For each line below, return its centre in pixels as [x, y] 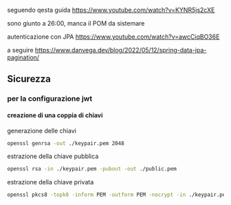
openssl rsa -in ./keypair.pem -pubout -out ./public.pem [92, 169]
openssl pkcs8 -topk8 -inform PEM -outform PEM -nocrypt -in [97, 195]
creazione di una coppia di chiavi [55, 115]
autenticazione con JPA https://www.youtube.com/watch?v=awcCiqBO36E [113, 37]
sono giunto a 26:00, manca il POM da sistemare [76, 23]
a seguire [20, 50]
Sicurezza [29, 79]
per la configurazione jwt [50, 99]
